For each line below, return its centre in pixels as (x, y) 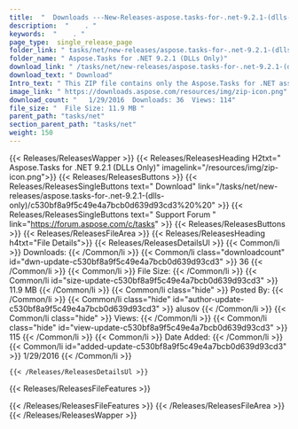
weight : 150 (31, 133)
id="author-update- (208, 299)
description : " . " (53, 26)
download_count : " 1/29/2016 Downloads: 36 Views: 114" (123, 100)
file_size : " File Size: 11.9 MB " (77, 108)
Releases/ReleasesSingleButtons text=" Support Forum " (113, 214)
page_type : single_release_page (71, 42)
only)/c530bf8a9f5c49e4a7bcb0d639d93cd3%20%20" (112, 205)
